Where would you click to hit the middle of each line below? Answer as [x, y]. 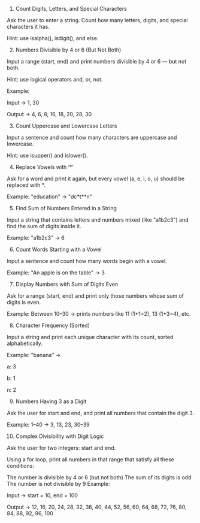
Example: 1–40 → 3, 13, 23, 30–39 [49, 424]
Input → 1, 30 [23, 102]
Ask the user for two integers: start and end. [61, 448]
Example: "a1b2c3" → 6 [36, 238]
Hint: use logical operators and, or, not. [55, 79]
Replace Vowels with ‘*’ [44, 167]
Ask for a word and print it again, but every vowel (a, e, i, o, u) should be [96, 179]
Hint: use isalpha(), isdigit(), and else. [53, 38]
